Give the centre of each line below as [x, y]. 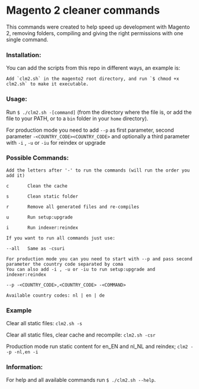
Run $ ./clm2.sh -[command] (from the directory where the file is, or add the [99, 112]
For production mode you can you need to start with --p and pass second [99, 259]
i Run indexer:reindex [42, 228]
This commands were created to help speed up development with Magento [98, 27]
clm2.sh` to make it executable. [48, 84]
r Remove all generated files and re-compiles [73, 207]
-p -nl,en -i [22, 352]
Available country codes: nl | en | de [56, 295]
